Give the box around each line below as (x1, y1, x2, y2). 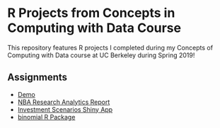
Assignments (7, 71, 68, 83)
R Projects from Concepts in (7, 5, 175, 21)
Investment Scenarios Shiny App (17, 105, 113, 114)
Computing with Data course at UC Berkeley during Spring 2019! (7, 51, 195, 59)
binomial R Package (17, 112, 76, 121)
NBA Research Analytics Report (17, 98, 110, 106)
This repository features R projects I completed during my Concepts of (7, 43, 214, 52)
